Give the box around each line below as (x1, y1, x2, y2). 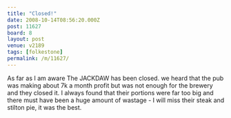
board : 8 (7, 29, 32, 37)
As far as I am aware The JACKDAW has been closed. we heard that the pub (7, 74, 224, 82)
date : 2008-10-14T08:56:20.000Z (7, 17, 100, 23)
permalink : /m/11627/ (7, 55, 70, 62)
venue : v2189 (7, 42, 45, 49)
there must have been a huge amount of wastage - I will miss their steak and (7, 96, 225, 104)
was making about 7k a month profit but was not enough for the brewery (7, 81, 214, 90)
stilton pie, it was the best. (7, 103, 82, 111)
